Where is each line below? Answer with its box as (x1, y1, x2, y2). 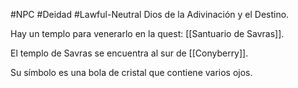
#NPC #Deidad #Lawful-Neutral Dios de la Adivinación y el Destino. (10, 9, 290, 20)
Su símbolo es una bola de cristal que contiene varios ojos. (10, 67, 253, 78)
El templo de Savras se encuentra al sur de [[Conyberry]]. (10, 47, 249, 59)
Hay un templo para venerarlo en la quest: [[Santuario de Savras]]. (10, 28, 285, 39)
